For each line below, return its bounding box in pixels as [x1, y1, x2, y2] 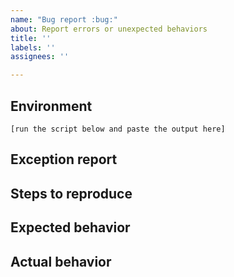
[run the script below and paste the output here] [10, 124, 226, 134]
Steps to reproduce [10, 185, 133, 202]
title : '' [10, 33, 52, 43]
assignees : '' [10, 52, 70, 62]
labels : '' [10, 42, 56, 53]
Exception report [10, 151, 118, 168]
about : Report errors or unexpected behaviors [10, 24, 208, 34]
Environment [10, 97, 93, 115]
